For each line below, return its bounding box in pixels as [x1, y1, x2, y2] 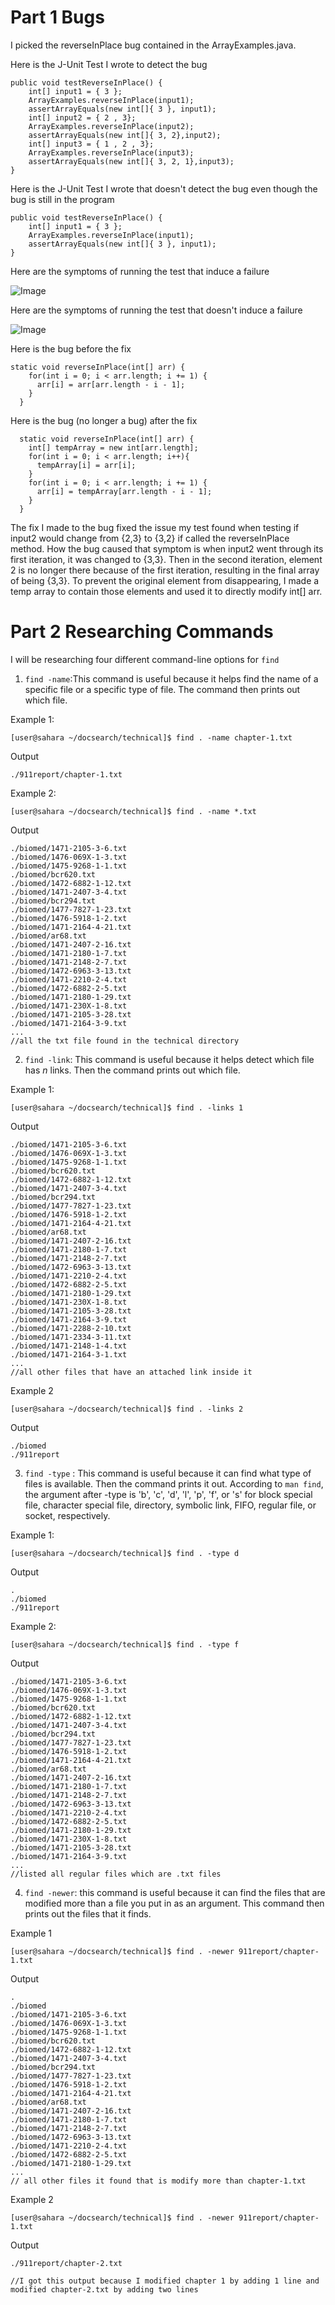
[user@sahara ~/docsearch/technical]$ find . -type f [10, 1639, 240, 1650]
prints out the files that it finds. [24, 1907, 152, 1920]
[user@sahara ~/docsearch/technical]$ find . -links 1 [10, 1102, 244, 1113]
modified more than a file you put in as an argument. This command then [24, 1897, 325, 1909]
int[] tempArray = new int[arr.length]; [28, 442, 199, 453]
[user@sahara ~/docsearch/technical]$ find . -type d [10, 1548, 240, 1558]
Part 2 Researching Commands [10, 621, 274, 643]
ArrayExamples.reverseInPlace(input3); [28, 147, 195, 158]
